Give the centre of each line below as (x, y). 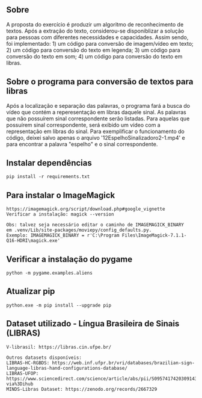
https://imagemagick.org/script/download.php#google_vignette (86, 209)
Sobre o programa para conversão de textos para (100, 82)
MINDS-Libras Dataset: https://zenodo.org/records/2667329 (82, 389)
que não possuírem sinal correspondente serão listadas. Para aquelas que (98, 118)
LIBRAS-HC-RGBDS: (28, 363)
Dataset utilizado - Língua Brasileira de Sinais (93, 324)
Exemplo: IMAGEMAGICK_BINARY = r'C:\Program (63, 235)
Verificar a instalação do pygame (69, 259)
